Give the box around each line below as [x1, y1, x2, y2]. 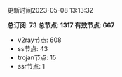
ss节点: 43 [17, 45, 48, 52]
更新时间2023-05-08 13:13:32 [7, 6, 93, 14]
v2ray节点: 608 [17, 36, 62, 44]
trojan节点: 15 [17, 53, 57, 62]
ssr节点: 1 [17, 62, 46, 70]
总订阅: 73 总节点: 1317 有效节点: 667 [7, 21, 115, 29]
